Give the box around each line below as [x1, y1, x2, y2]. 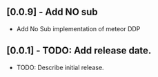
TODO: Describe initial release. [16, 63, 104, 71]
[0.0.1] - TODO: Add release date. [6, 45, 152, 57]
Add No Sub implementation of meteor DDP [16, 24, 141, 33]
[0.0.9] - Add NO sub [6, 6, 98, 18]
